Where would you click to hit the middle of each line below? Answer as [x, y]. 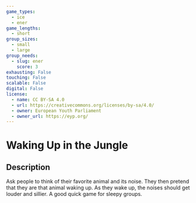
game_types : [21, 12]
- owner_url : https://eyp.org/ [50, 116]
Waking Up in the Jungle [67, 145]
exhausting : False [29, 72]
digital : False [25, 89]
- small [21, 45]
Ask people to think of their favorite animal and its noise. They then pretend [98, 182]
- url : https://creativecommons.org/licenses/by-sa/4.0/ [83, 105]
